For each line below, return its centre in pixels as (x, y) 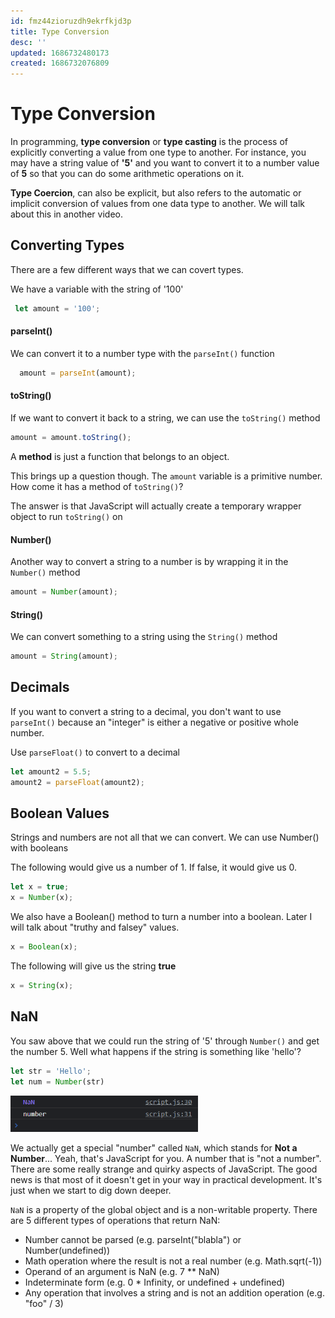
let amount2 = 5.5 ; (51, 771)
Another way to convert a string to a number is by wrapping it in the (149, 562)
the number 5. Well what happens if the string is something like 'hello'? (156, 1051)
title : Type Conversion (60, 31)
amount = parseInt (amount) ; (78, 373)
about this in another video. (66, 214)
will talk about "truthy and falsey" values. (95, 927)
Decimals (40, 687)
